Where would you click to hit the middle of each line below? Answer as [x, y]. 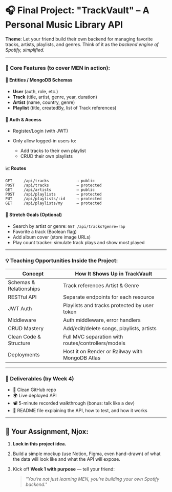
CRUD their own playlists [47, 156]
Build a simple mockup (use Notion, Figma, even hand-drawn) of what [87, 454]
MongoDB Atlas [82, 358]
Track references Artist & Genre [101, 285]
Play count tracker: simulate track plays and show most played [79, 242]
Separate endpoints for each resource [109, 297]
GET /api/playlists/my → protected [53, 203]
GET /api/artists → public [50, 190]
